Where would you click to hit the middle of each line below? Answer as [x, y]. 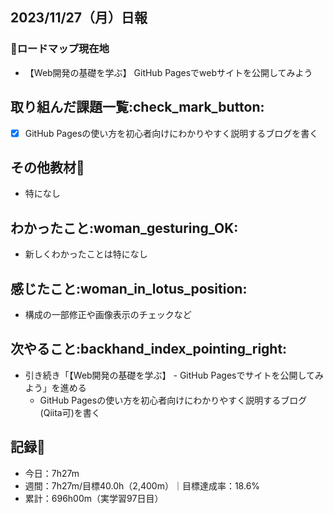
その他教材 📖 [47, 167]
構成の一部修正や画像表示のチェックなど [108, 314]
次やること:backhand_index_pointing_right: [149, 349]
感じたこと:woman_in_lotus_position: [129, 288]
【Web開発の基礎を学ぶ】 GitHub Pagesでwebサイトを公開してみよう [168, 72]
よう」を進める [55, 387]
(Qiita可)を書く [70, 412]
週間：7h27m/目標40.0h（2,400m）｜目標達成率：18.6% [142, 485]
